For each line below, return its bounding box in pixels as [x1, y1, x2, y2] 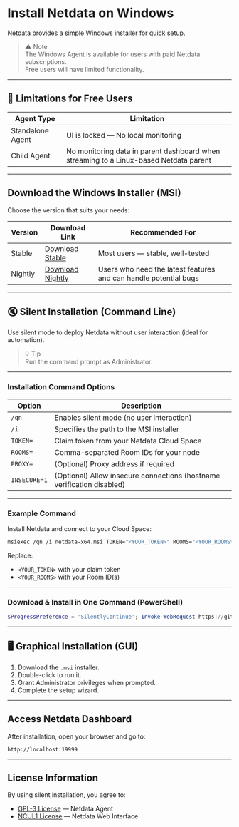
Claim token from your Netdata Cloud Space [54, 436, 202, 446]
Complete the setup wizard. [17, 686, 100, 694]
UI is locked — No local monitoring [66, 130, 182, 140]
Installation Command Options [7, 382, 115, 392]
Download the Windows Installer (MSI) [7, 187, 181, 199]
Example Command [7, 508, 77, 518]
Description [120, 401, 162, 411]
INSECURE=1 [11, 476, 48, 484]
